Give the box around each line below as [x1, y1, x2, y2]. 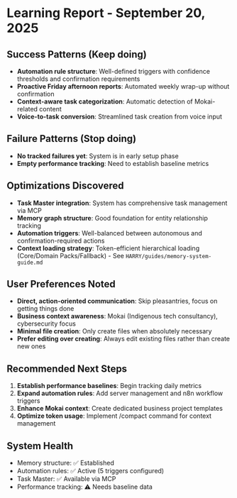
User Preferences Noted [6, 278, 116, 290]
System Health [6, 440, 74, 452]
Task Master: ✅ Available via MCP [16, 475, 116, 483]
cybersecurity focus [16, 319, 76, 328]
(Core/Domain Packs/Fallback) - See [16, 251, 125, 260]
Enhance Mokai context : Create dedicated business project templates [16, 404, 223, 413]
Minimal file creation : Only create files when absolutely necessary [16, 327, 212, 336]
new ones [16, 342, 46, 350]
